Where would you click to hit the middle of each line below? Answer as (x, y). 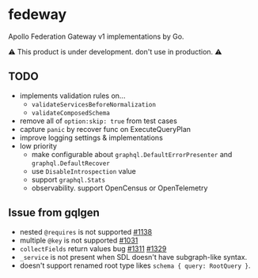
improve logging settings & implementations (91, 137)
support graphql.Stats (68, 179)
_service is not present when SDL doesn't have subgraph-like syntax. (133, 257)
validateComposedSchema (71, 113)
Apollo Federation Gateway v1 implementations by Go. (96, 36)
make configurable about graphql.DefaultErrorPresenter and (132, 154)
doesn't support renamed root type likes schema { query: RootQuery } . (135, 265)
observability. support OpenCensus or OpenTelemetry (120, 188)
